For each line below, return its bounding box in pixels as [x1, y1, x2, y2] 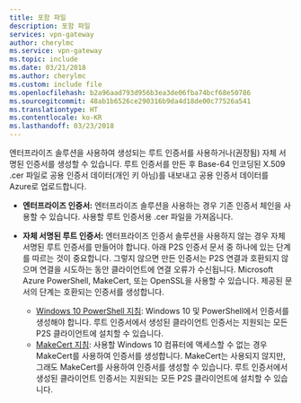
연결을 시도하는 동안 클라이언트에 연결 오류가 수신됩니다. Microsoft [39, 264, 274, 275]
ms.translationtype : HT [9, 105, 99, 114]
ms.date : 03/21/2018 [9, 64, 87, 73]
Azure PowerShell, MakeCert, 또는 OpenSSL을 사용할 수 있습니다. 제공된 [22, 276, 283, 285]
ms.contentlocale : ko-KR [9, 113, 102, 122]
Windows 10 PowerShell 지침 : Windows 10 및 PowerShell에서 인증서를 [35, 306, 289, 316]
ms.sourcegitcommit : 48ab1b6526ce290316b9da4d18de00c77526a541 [9, 96, 252, 106]
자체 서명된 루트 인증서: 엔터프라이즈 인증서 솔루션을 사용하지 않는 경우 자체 [22, 231, 286, 241]
